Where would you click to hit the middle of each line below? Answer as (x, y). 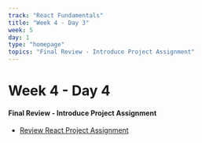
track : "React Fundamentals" (56, 15)
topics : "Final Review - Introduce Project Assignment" (101, 52)
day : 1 (19, 37)
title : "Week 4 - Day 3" (49, 23)
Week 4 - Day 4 (59, 91)
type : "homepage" (37, 45)
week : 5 (21, 30)
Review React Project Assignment (74, 130)
